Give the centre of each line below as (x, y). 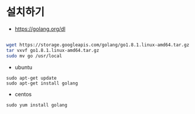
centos (23, 94)
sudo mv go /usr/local (34, 56)
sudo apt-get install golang (42, 83)
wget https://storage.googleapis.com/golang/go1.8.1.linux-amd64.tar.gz (98, 45)
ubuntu (23, 67)
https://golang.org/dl (40, 29)
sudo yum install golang (37, 105)
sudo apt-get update (32, 78)
